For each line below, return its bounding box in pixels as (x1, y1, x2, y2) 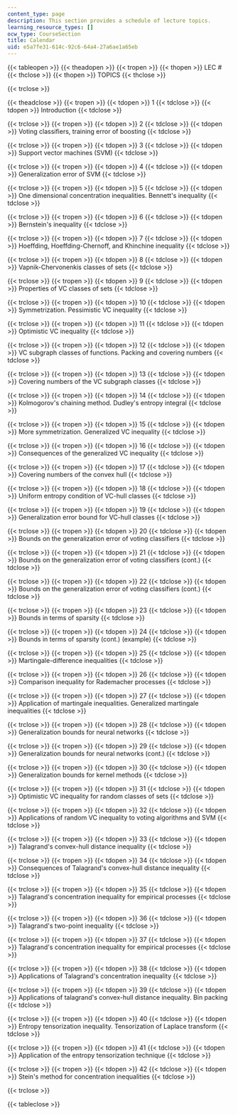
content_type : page (7, 10, 65, 18)
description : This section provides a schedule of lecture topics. (7, 17, 212, 24)
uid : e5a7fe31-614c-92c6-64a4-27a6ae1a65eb (7, 43, 139, 51)
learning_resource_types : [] (7, 23, 94, 31)
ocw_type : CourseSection (7, 30, 81, 38)
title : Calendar (7, 37, 55, 44)
